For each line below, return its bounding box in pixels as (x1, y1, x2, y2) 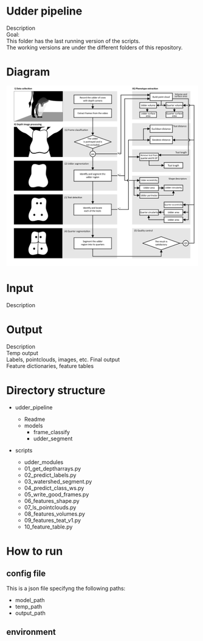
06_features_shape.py (24, 497, 80, 504)
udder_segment (33, 435, 73, 442)
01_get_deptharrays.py (24, 465, 81, 472)
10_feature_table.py (24, 523, 73, 530)
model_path (15, 596, 45, 603)
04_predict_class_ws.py (24, 484, 84, 491)
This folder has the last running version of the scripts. (6, 37, 140, 44)
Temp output (6, 349, 38, 356)
